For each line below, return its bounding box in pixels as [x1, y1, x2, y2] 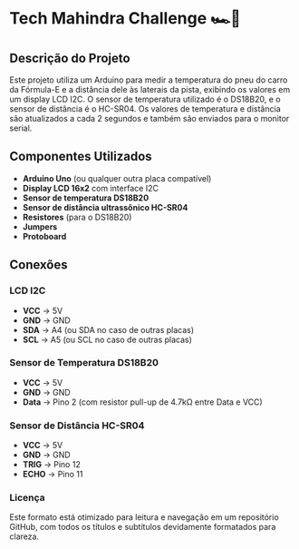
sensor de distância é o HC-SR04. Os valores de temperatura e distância [9, 103, 281, 114]
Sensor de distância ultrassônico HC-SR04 [22, 201, 188, 212]
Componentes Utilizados [9, 149, 152, 164]
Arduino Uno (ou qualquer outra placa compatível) [22, 172, 212, 183]
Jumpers [22, 221, 58, 232]
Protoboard [22, 230, 67, 241]
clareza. [9, 531, 39, 542]
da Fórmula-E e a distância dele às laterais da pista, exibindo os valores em [9, 84, 291, 94]
